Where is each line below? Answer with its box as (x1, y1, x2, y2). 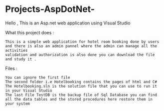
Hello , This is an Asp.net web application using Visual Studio (5, 20, 131, 26)
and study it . (5, 56, 37, 62)
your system (5, 101, 30, 106)
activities (5, 48, 28, 53)
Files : (5, 65, 17, 71)
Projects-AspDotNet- (5, 3, 95, 15)
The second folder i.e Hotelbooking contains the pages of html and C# (5, 79, 157, 84)
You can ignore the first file (5, 75, 70, 80)
